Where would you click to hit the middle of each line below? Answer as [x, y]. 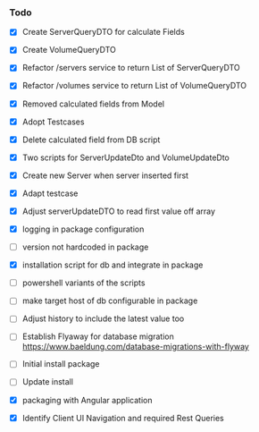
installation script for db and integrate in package [113, 265]
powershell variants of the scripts [84, 283]
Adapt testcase [50, 193]
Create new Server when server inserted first [105, 175]
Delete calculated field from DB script [91, 140]
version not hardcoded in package [85, 247]
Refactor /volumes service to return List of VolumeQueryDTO [134, 86]
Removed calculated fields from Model [93, 104]
